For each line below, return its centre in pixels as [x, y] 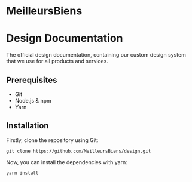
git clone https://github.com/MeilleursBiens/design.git [79, 151]
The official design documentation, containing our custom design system [96, 55]
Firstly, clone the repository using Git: [52, 140]
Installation [28, 126]
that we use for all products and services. [57, 61]
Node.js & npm [33, 100]
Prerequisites [32, 80]
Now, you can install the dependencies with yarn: [67, 162]
